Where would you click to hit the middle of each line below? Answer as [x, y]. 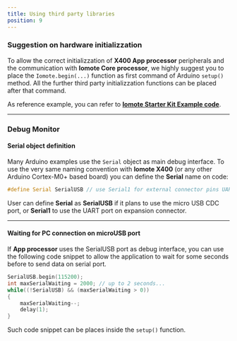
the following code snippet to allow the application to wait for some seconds [118, 256]
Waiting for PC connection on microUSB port [74, 233]
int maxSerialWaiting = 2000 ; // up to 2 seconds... [86, 283]
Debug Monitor [34, 129]
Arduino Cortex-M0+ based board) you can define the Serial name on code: [118, 177]
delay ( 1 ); [35, 310]
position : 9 [25, 20]
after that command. [37, 90]
